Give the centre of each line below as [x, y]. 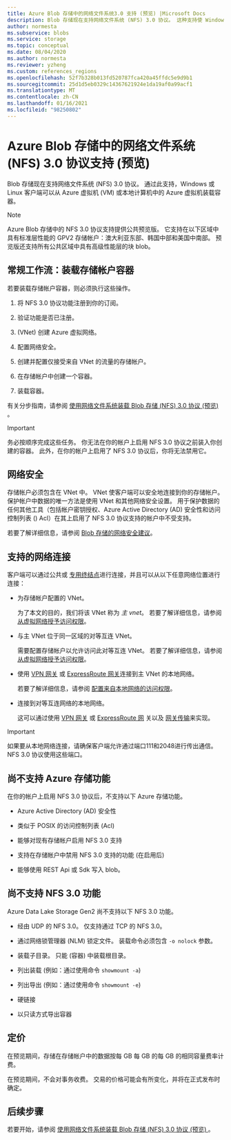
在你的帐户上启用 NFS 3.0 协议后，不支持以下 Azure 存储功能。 [97, 796]
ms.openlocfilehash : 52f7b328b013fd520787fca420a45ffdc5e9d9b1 [100, 78]
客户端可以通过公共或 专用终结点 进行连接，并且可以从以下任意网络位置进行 [114, 575]
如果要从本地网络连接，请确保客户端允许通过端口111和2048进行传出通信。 [112, 746]
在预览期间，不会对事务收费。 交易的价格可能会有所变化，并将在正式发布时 [114, 1079]
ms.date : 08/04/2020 [37, 52]
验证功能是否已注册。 [47, 317]
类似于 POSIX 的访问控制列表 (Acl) [66, 825]
